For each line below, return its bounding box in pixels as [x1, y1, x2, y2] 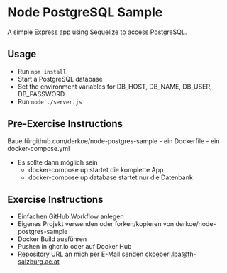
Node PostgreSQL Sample [7, 4, 163, 21]
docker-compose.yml [7, 144, 70, 152]
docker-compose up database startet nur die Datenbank [28, 173, 193, 182]
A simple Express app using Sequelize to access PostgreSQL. [7, 28, 187, 36]
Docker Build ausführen [17, 235, 87, 243]
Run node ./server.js [17, 97, 82, 106]
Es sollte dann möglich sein [17, 157, 98, 167]
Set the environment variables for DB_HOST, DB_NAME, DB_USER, [17, 82, 212, 91]
